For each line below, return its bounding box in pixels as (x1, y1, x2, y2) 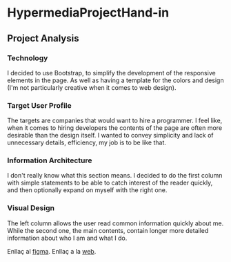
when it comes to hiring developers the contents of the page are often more (7, 124, 223, 132)
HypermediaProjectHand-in (7, 5, 170, 21)
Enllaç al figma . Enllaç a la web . (7, 247, 97, 255)
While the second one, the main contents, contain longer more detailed (7, 226, 209, 234)
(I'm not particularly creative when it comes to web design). (7, 83, 177, 91)
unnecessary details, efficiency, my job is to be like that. (7, 138, 167, 147)
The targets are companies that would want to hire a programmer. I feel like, (7, 116, 223, 125)
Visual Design (7, 203, 55, 213)
